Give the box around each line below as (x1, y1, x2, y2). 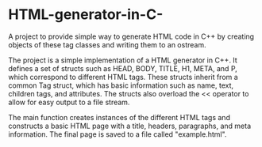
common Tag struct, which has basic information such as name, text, (8, 81, 234, 90)
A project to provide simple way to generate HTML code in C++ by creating (8, 32, 255, 41)
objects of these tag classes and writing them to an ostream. (8, 40, 206, 49)
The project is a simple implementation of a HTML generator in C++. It (8, 55, 238, 65)
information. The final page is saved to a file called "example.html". (8, 129, 227, 139)
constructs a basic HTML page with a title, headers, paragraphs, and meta (8, 121, 252, 130)
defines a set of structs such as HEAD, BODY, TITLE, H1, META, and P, (8, 63, 238, 73)
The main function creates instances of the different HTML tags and (8, 112, 230, 122)
